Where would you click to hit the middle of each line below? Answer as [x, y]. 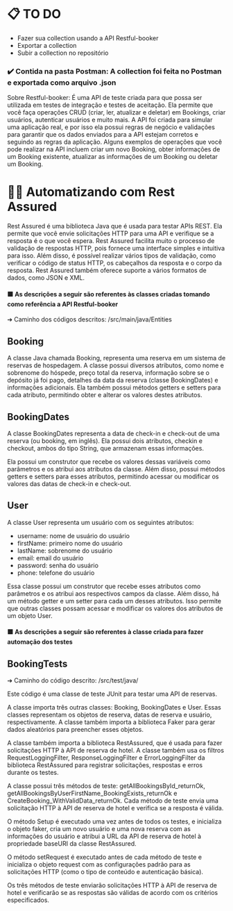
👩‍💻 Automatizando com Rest [91, 192]
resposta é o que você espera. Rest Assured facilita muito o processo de [111, 241]
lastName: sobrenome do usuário [65, 551]
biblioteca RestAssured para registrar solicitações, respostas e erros [105, 765]
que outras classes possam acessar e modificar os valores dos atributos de [115, 608]
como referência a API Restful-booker [63, 304]
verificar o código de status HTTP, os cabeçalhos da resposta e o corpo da [114, 263]
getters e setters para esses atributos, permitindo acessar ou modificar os [113, 476]
